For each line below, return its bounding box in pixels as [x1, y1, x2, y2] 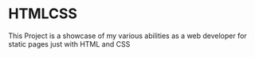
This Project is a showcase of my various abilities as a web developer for [8, 31, 247, 40]
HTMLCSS [8, 5, 78, 23]
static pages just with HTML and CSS [8, 39, 131, 48]
